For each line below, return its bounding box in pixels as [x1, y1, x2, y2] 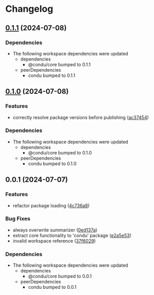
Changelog [5, 3, 53, 15]
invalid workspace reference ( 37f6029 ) [12, 238, 96, 244]
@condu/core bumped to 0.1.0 [28, 149, 92, 155]
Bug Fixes [5, 215, 31, 222]
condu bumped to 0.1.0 [28, 160, 77, 167]
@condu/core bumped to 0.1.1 [28, 61, 91, 67]
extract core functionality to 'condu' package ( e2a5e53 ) [12, 232, 132, 239]
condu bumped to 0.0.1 [28, 284, 77, 290]
